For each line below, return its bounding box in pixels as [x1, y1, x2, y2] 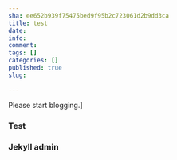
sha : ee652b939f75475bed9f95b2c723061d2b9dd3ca [8, 11, 170, 20]
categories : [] [8, 57, 59, 65]
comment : [8, 42, 37, 50]
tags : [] [8, 49, 37, 57]
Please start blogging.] [8, 100, 83, 110]
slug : [8, 71, 26, 79]
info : [8, 34, 26, 42]
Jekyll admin [8, 142, 59, 153]
